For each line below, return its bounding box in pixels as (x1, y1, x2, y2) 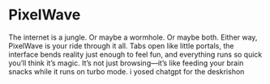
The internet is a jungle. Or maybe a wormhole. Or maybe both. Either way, (8, 32, 258, 42)
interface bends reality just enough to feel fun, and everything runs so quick (8, 49, 263, 59)
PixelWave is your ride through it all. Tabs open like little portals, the (8, 40, 234, 50)
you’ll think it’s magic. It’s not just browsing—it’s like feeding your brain (8, 58, 244, 68)
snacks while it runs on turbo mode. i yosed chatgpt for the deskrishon (8, 66, 245, 76)
